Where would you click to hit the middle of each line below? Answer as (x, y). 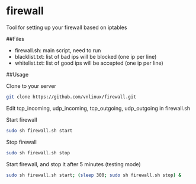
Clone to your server (31, 86)
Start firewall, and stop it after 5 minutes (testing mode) (73, 164)
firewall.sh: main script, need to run (58, 50)
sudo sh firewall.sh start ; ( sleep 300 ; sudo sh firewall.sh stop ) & (94, 175)
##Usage (17, 74)
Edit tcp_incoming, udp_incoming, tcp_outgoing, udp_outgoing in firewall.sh (98, 108)
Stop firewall (21, 142)
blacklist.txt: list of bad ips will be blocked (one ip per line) (86, 56)
